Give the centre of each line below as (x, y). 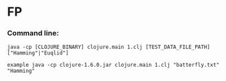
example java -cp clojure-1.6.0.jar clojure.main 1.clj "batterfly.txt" (113, 65)
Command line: (33, 33)
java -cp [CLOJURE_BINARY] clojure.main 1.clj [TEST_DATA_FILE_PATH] (109, 47)
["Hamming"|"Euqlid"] (38, 53)
